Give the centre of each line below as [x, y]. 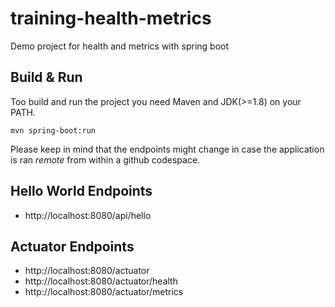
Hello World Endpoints [81, 191]
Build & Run [46, 77]
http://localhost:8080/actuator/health [101, 281]
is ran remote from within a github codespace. [105, 159]
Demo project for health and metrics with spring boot [120, 46]
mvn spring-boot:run [53, 130]
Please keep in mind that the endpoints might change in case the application [167, 149]
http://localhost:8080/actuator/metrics [104, 292]
